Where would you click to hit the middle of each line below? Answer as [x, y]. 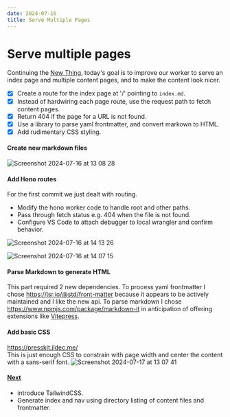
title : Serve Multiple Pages [49, 20]
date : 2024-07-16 [32, 13]
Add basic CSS [29, 332]
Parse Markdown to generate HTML [59, 271]
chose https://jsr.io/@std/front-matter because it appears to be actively [108, 294]
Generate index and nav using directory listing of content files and [111, 400]
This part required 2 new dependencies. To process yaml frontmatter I [106, 287]
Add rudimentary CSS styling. [59, 132]
